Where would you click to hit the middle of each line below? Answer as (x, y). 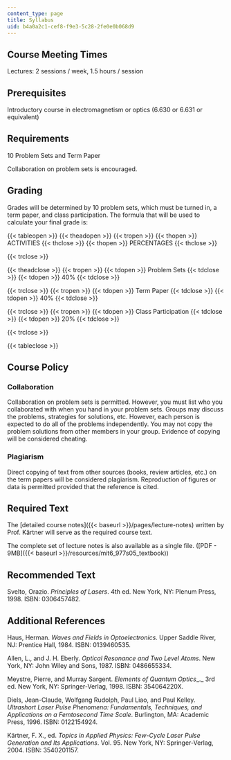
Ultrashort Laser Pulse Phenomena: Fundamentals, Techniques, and (105, 707)
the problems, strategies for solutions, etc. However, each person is (104, 417)
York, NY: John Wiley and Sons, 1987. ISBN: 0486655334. (89, 666)
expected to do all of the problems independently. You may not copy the (110, 424)
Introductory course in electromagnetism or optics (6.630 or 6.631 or (105, 109)
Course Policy (38, 368)
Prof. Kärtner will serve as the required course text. (80, 532)
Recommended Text (51, 575)
